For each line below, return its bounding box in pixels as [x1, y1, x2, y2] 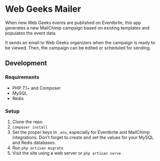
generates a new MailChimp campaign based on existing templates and [5, 25, 150, 30]
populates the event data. [5, 30, 57, 36]
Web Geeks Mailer [5, 3, 81, 15]
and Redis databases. [12, 139, 56, 145]
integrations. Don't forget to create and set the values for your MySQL [12, 134, 154, 140]
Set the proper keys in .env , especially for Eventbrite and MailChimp [12, 129, 150, 135]
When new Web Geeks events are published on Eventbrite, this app [5, 20, 141, 26]
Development [5, 59, 48, 67]
